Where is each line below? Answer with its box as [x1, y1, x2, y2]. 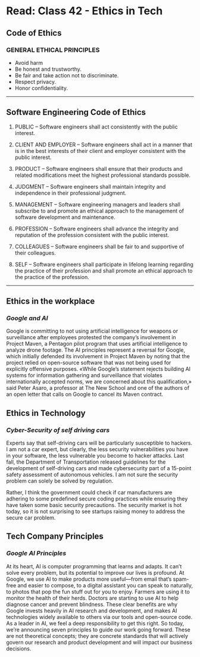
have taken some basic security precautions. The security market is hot [6, 502, 182, 509]
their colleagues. [14, 249, 57, 256]
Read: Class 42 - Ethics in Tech [6, 4, 163, 18]
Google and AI [6, 314, 49, 322]
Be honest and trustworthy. [14, 65, 82, 73]
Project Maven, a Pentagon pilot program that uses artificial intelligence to [6, 340, 187, 348]
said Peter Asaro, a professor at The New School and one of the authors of [6, 384, 189, 392]
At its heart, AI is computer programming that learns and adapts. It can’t [6, 562, 182, 570]
